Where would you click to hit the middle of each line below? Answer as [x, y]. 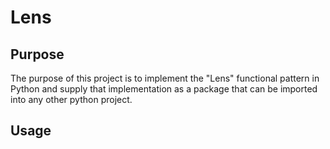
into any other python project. [71, 99]
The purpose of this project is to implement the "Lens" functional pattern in [165, 78]
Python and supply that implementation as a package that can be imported [164, 89]
